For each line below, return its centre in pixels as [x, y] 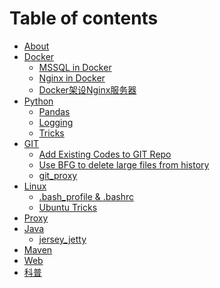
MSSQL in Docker [75, 67]
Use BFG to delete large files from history [124, 164]
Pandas [54, 111]
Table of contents [84, 18]
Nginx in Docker [72, 78]
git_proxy [58, 175]
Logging [56, 122]
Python [38, 101]
